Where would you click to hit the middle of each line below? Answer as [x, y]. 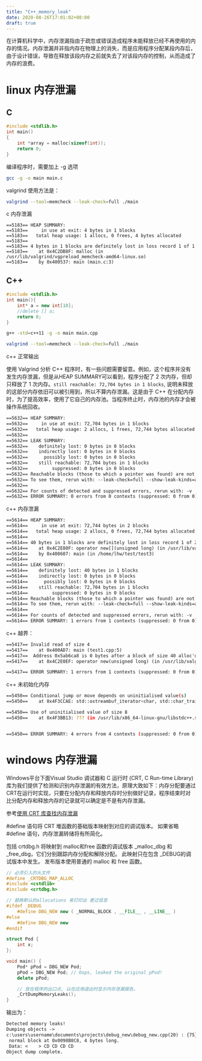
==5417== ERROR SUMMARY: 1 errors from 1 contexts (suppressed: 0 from [98, 672]
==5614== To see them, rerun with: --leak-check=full [75, 604]
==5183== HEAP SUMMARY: [36, 225]
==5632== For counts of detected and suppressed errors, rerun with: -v [99, 491]
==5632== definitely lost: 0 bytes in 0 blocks [71, 446]
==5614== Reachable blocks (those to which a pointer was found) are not [101, 599]
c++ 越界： [20, 633]
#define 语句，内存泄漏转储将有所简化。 [56, 834]
